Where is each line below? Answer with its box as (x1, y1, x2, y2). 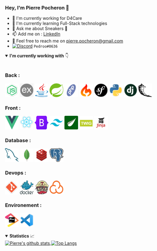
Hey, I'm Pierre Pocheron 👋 (5, 4, 69, 11)
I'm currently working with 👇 (9, 53, 69, 59)
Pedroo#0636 (33, 44, 58, 49)
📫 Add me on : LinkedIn (12, 31, 61, 37)
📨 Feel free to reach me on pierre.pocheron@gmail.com (12, 38, 124, 44)
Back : (5, 72, 20, 79)
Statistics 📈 (9, 233, 35, 239)
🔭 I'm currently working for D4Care (12, 16, 82, 21)
